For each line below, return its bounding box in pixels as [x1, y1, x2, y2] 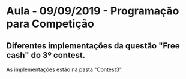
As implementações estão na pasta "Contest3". [6, 66, 123, 73]
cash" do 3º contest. [6, 50, 86, 60]
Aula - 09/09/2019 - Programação [6, 4, 179, 18]
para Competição [6, 17, 94, 31]
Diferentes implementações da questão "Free [6, 41, 180, 51]
